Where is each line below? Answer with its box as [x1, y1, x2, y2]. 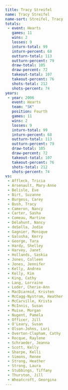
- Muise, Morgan [7, 308, 41, 313]
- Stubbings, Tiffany [7, 368, 52, 373]
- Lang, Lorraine [7, 280, 43, 285]
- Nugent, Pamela [7, 312, 43, 317]
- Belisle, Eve [7, 188, 39, 193]
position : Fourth [11, 109, 48, 114]
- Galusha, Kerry [7, 234, 43, 239]
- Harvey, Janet [7, 248, 41, 253]
